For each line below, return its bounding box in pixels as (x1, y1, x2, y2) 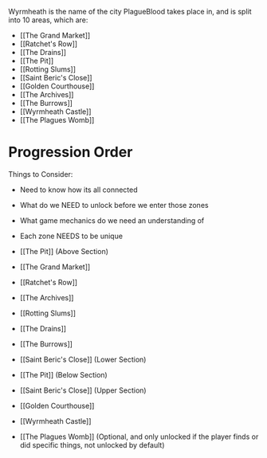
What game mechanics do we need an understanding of (19, 215, 205, 225)
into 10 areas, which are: (8, 15, 88, 25)
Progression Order (8, 143, 133, 162)
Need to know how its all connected (19, 185, 138, 194)
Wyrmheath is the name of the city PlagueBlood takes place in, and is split (8, 7, 253, 16)
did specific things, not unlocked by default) (19, 440, 165, 449)
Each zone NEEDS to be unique (19, 231, 124, 241)
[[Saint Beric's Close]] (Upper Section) (19, 386, 147, 395)
